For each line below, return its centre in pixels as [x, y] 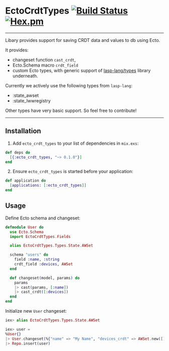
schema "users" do [29, 255]
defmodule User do [24, 227]
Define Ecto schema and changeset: [43, 218]
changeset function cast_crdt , [44, 60]
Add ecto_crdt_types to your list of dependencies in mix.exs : [75, 143]
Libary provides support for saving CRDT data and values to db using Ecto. [83, 40]
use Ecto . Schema [27, 232]
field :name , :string [37, 260]
